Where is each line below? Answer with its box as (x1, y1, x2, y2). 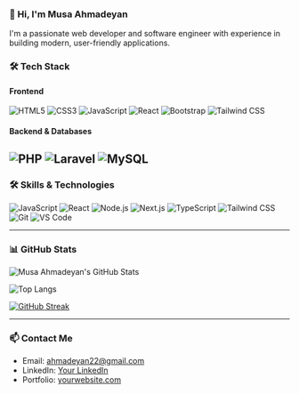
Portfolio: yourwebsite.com (21, 374, 122, 385)
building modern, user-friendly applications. (9, 37, 171, 48)
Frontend (9, 85, 44, 96)
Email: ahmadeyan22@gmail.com (21, 356, 145, 366)
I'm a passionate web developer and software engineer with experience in (9, 28, 281, 39)
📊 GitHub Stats (9, 243, 77, 255)
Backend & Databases (9, 126, 93, 137)
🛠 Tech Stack (9, 60, 70, 73)
